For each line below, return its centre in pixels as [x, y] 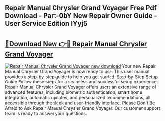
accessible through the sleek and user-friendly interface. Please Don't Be [80, 103]
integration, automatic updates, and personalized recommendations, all [78, 98]
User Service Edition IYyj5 [46, 23]
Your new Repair [139, 66]
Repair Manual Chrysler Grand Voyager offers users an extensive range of [81, 87]
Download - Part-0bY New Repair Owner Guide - [81, 16]
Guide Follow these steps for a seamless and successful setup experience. [82, 82]
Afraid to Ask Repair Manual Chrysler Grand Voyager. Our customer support [82, 108]
